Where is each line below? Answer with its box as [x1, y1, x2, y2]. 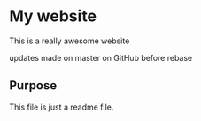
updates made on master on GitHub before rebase [9, 52, 193, 63]
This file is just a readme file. [9, 102, 114, 112]
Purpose [9, 78, 58, 94]
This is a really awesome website [9, 35, 130, 46]
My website [9, 6, 97, 26]
